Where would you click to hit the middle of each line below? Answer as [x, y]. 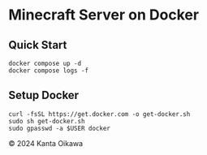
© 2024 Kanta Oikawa [46, 143]
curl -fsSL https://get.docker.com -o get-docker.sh [99, 114]
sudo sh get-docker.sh [47, 121]
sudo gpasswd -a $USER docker [60, 128]
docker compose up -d [45, 63]
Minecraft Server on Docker [104, 15]
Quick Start [38, 45]
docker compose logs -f [49, 71]
